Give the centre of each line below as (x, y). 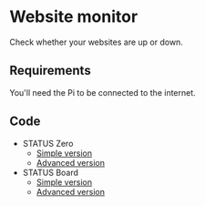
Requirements (50, 71)
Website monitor (74, 17)
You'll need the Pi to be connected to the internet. (102, 92)
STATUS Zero (48, 143)
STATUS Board (51, 172)
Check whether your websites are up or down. (97, 42)
